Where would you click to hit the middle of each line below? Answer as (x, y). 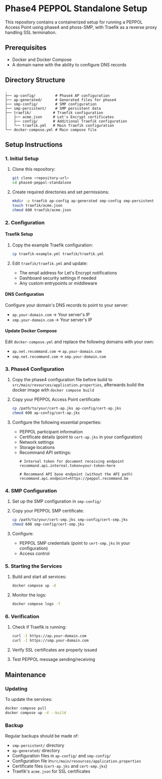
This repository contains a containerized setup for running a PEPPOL (74, 22)
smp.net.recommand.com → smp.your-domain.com (59, 356)
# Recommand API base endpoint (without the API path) (76, 474)
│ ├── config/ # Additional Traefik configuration (66, 121)
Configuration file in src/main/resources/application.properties (77, 761)
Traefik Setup (19, 234)
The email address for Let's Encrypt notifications (68, 273)
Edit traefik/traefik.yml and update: (50, 263)
